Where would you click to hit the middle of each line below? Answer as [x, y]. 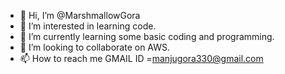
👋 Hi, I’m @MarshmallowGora [80, 15]
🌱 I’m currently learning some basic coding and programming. [147, 36]
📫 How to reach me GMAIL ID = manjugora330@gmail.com [141, 58]
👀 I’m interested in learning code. [88, 26]
